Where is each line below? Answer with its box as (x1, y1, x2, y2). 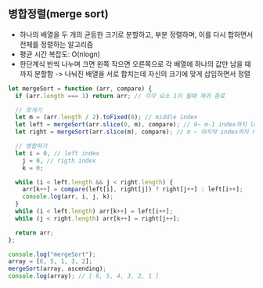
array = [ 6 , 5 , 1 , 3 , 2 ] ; (8, 257, 93, 265)
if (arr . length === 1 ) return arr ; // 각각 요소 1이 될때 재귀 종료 (15, 92, 225, 100)
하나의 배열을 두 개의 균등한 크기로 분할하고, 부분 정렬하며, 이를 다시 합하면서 (19, 30, 254, 39)
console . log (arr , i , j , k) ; (22, 193, 113, 201)
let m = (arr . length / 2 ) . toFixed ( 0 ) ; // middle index (15, 113, 198, 122)
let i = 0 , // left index (15, 149, 100, 157)
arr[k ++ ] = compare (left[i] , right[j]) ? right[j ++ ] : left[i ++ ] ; (22, 185, 243, 194)
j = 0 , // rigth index (22, 156, 96, 165)
